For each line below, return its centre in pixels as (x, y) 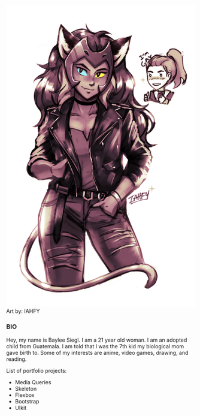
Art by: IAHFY (23, 311)
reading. (16, 359)
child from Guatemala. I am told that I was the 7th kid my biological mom (95, 346)
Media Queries (33, 382)
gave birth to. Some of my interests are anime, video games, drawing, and (97, 352)
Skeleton (26, 388)
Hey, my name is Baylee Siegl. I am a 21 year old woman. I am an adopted (97, 340)
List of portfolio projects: (37, 370)
